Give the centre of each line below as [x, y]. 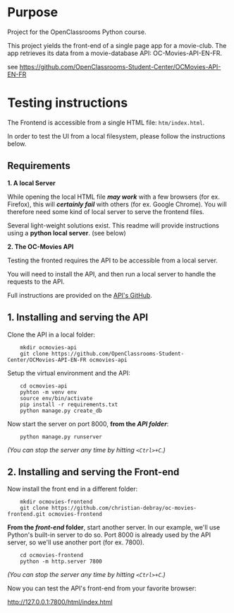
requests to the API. [36, 281]
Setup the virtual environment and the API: [69, 373]
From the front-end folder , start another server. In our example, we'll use [114, 527]
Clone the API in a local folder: [51, 334]
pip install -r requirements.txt [69, 404]
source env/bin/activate [56, 398]
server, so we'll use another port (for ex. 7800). [76, 542]
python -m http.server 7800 [61, 562]
